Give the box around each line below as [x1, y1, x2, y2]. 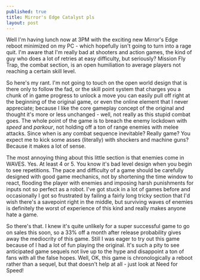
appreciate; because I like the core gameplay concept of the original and [6, 105, 185, 112]
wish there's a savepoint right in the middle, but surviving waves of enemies [6, 198, 193, 206]
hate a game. [6, 211, 39, 218]
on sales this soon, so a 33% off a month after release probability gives [6, 229, 181, 236]
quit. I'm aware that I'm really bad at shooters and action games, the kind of [6, 49, 192, 56]
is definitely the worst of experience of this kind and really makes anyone [6, 205, 186, 212]
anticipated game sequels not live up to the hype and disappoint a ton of [6, 248, 184, 255]
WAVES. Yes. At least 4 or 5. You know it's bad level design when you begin [6, 160, 192, 167]
